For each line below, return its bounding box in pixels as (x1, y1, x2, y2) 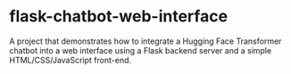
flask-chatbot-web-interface (9, 6, 229, 27)
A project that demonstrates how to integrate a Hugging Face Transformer (9, 36, 282, 46)
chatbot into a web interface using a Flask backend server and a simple (9, 45, 272, 55)
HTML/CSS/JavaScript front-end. (9, 54, 132, 65)
